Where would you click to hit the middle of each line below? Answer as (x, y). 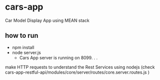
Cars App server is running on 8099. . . (59, 58)
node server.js (27, 52)
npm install (23, 47)
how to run (22, 36)
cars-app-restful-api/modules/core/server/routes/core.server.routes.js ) (77, 72)
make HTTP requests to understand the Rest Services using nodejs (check (80, 67)
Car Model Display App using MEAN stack (47, 20)
